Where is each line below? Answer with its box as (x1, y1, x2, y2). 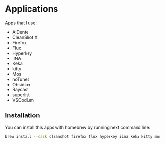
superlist (12, 92, 30, 98)
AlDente (12, 29, 28, 35)
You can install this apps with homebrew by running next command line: (5, 124, 151, 130)
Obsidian (12, 81, 30, 87)
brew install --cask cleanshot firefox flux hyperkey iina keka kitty (5, 134, 153, 139)
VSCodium (12, 97, 34, 103)
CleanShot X (12, 34, 38, 40)
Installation (5, 112, 40, 120)
